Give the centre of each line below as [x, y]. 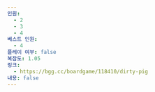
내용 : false [23, 78]
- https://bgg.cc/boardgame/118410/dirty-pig [81, 71]
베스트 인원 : [23, 39]
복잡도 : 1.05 [24, 59]
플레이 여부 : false [32, 53]
